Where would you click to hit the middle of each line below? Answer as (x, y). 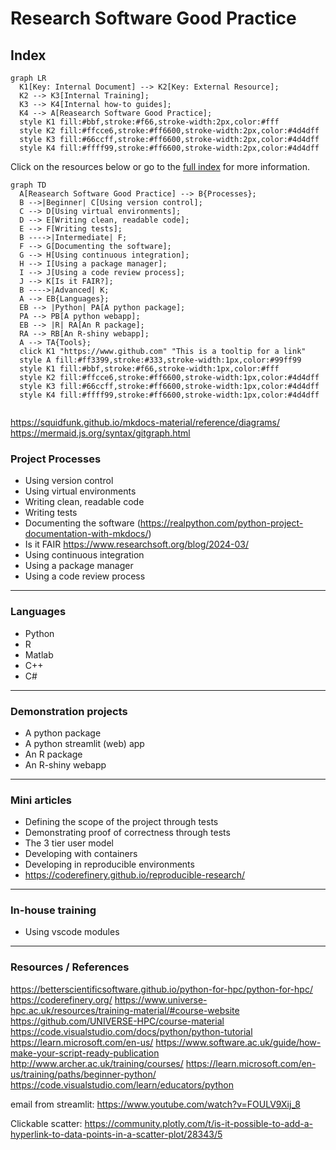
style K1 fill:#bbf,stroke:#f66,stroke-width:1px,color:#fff (149, 369)
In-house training (53, 910)
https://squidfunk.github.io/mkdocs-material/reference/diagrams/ (145, 422)
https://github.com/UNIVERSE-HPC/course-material (117, 1021)
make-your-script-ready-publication (85, 1053)
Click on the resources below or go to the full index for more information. (160, 166)
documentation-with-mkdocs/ (86, 534)
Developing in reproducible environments (109, 864)
